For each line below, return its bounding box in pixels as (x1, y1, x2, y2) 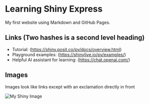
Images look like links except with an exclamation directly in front (5, 84, 135, 89)
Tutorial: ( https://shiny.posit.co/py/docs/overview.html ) (12, 46, 122, 52)
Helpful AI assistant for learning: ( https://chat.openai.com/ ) (12, 57, 130, 63)
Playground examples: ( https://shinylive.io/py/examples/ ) (12, 52, 126, 57)
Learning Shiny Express (5, 3, 103, 15)
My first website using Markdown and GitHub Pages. (5, 19, 111, 25)
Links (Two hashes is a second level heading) (5, 34, 145, 42)
